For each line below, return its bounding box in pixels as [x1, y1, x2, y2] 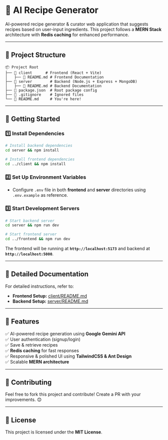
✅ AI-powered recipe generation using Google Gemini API [5, 331, 126, 337]
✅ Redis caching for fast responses [5, 347, 79, 354]
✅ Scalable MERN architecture [5, 359, 69, 365]
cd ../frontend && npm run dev [5, 237, 70, 242]
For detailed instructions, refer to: [5, 283, 74, 289]
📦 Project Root [5, 64, 39, 69]
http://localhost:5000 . [5, 251, 54, 257]
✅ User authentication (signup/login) [5, 336, 81, 342]
